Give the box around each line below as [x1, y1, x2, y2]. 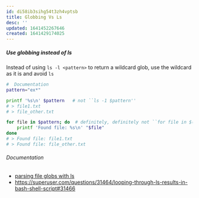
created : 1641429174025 [6, 31, 65, 37]
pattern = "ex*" [6, 87, 41, 93]
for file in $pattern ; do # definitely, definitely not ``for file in [6, 119, 187, 125]
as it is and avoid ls [6, 70, 54, 77]
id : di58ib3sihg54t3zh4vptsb [6, 8, 78, 15]
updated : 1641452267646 [6, 25, 65, 31]
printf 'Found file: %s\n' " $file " [17, 125, 105, 131]
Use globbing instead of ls [6, 48, 72, 56]
